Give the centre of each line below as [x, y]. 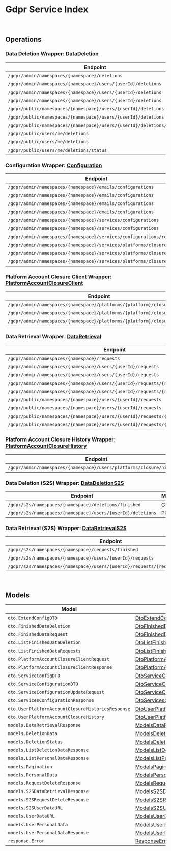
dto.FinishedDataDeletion [39, 626]
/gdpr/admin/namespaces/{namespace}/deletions [65, 76]
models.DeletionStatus [35, 742]
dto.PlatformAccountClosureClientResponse [60, 668]
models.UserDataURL [31, 816]
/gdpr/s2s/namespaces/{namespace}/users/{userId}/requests [81, 558]
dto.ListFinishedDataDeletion [45, 643]
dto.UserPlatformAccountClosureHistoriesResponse [69, 709]
